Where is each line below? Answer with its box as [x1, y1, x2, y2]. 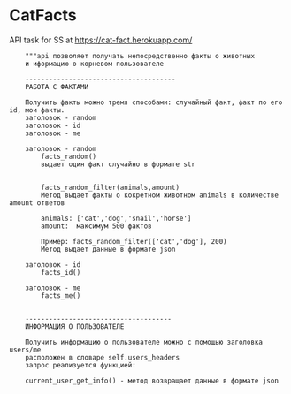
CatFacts [9, 5, 77, 26]
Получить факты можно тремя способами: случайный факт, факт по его [25, 98, 283, 107]
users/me [9, 345, 42, 354]
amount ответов [9, 198, 65, 208]
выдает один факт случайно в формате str [41, 160, 196, 169]
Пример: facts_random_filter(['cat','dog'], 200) [41, 237, 227, 246]
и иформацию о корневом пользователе [25, 59, 165, 68]
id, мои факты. [9, 105, 65, 115]
